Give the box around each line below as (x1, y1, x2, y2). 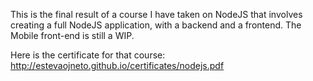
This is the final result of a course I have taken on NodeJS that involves (10, 9, 303, 20)
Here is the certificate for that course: (10, 49, 166, 61)
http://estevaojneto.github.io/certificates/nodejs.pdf (10, 60, 225, 71)
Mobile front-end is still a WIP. (10, 30, 135, 41)
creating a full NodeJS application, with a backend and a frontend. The (10, 19, 302, 31)
